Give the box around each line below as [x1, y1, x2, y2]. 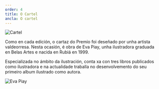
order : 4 [5, 7, 23, 12]
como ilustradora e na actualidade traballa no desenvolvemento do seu [5, 64, 147, 70]
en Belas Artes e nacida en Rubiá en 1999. [5, 49, 89, 55]
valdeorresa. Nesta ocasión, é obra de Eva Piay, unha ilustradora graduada [5, 44, 155, 50]
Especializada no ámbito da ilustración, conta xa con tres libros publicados [5, 59, 154, 65]
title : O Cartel [5, 12, 38, 17]
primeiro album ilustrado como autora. [5, 69, 81, 75]
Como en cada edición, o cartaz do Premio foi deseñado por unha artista [5, 39, 150, 45]
